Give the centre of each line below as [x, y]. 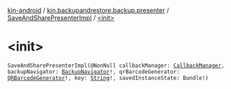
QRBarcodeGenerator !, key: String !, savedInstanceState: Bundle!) [108, 78]
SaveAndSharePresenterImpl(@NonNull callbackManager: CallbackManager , [116, 66]
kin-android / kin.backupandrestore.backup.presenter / [88, 10]
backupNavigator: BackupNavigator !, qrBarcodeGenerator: [94, 72]
